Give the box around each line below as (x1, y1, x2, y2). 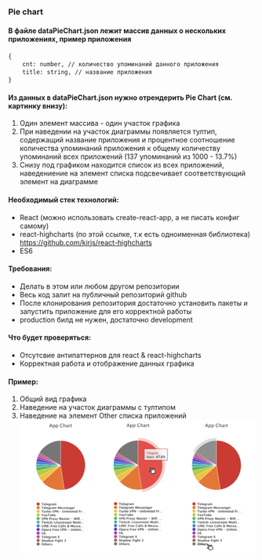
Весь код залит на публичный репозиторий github (19, 289, 187, 299)
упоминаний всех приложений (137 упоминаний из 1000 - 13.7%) (19, 152, 238, 161)
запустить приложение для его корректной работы (19, 306, 192, 316)
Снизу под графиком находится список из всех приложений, (19, 160, 225, 170)
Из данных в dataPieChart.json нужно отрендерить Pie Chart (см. (8, 93, 233, 102)
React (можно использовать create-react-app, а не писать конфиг (19, 212, 240, 222)
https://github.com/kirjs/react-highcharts (19, 238, 153, 247)
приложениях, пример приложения (8, 34, 132, 43)
